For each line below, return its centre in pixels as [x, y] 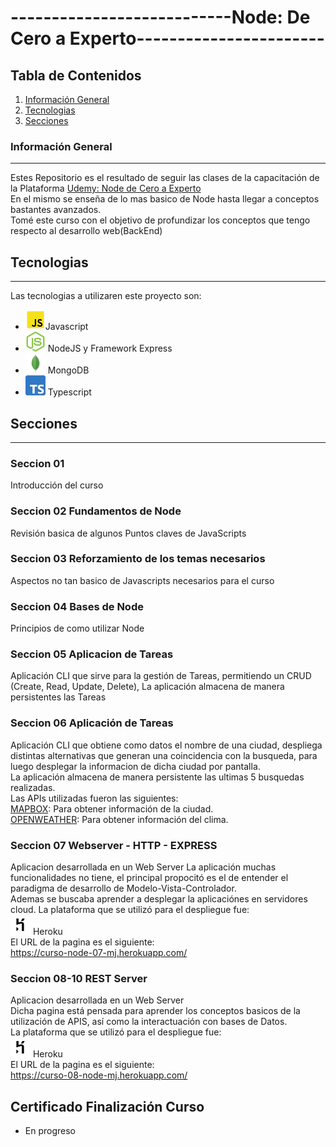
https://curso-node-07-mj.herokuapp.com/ [99, 952]
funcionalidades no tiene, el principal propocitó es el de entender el [149, 877]
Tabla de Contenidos [76, 75]
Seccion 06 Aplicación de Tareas [92, 723]
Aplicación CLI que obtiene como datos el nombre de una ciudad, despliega [166, 745]
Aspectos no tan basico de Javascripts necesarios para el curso [142, 580]
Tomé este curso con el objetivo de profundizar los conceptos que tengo [160, 220]
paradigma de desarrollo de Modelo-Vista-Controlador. [123, 888]
